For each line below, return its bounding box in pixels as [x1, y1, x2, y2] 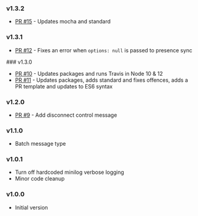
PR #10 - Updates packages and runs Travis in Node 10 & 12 [14, 70, 163, 77]
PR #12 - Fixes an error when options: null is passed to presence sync [14, 46, 193, 54]
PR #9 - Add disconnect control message [14, 111, 118, 119]
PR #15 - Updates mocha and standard [14, 18, 111, 25]
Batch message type [14, 140, 66, 147]
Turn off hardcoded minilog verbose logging [14, 168, 124, 176]
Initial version [14, 203, 48, 211]
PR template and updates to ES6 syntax [14, 82, 113, 90]
